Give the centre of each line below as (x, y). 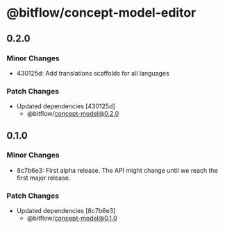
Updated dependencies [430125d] (66, 106)
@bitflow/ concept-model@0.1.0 (72, 218)
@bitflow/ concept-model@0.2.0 (73, 114)
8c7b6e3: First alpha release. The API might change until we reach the (117, 170)
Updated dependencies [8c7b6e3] (66, 211)
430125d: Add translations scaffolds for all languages (93, 73)
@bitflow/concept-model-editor (101, 13)
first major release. (43, 178)
